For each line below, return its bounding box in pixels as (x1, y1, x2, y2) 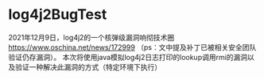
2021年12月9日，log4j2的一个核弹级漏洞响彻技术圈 (8, 32, 175, 42)
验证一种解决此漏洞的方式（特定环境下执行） (14, 62, 161, 72)
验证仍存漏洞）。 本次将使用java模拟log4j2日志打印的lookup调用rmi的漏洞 (8, 52, 248, 62)
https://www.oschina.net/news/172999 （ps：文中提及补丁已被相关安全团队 (8, 42, 257, 52)
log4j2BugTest (8, 6, 107, 24)
